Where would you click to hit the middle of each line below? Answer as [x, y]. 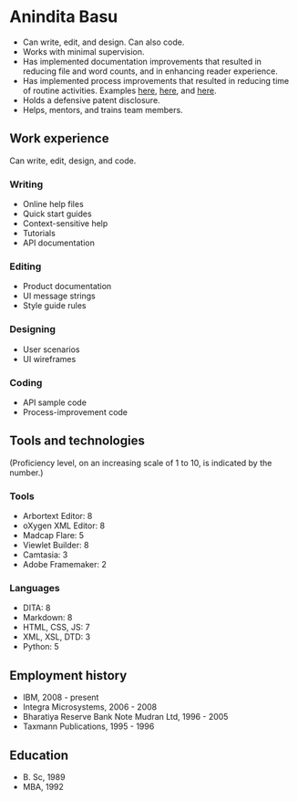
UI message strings [59, 296]
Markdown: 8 [47, 618]
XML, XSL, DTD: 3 [57, 637]
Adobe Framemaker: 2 [64, 565]
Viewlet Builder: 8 [56, 546]
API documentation [59, 243]
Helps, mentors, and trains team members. [103, 109]
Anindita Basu [64, 17]
